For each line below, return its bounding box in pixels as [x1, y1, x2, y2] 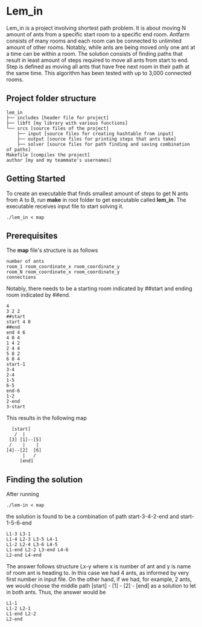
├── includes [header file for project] [6, 114, 110, 121]
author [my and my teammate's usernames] [6, 157, 112, 163]
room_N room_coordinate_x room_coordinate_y [6, 269, 120, 275]
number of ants [6, 259, 45, 265]
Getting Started [6, 174, 66, 184]
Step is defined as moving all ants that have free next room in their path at [6, 62, 190, 70]
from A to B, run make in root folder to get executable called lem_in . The [6, 196, 186, 204]
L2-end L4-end [6, 552, 42, 559]
